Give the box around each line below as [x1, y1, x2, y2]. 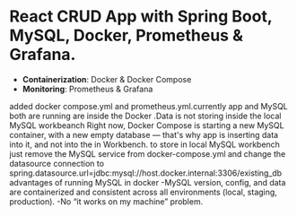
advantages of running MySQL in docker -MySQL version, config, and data [9, 177, 286, 187]
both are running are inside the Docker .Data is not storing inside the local [9, 110, 282, 121]
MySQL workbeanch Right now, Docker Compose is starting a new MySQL [9, 119, 284, 131]
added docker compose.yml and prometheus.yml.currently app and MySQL [9, 100, 289, 111]
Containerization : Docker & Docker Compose [22, 73, 192, 84]
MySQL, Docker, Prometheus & [9, 25, 244, 46]
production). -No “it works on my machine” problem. [9, 195, 204, 207]
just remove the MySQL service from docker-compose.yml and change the [9, 148, 286, 159]
